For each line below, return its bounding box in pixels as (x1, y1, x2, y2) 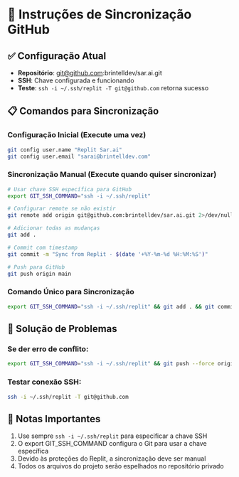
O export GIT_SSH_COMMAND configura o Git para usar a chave (17, 439, 208, 448)
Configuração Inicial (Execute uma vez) (7, 130, 147, 140)
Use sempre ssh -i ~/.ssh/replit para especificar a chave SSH (17, 432, 208, 440)
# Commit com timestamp (7, 244, 78, 251)
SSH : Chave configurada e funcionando (17, 76, 135, 85)
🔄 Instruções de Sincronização (7, 6, 192, 23)
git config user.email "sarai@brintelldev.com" (7, 153, 152, 160)
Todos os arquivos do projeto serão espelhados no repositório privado (17, 462, 224, 471)
